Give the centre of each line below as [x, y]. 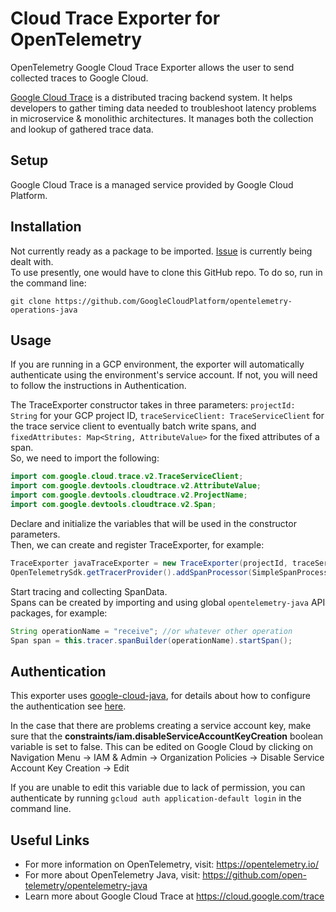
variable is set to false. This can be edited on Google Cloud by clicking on [161, 747]
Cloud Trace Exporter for [115, 18]
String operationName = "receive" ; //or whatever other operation [151, 631]
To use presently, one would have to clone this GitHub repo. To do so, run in [166, 272]
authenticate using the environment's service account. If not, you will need [164, 375]
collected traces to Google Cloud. [79, 78]
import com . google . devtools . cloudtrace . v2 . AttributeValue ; [136, 486]
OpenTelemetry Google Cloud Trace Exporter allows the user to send [152, 67]
